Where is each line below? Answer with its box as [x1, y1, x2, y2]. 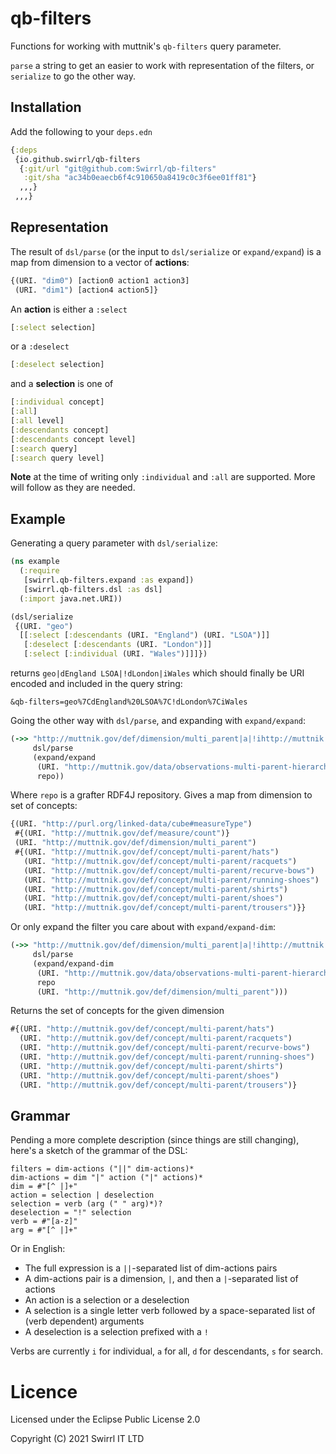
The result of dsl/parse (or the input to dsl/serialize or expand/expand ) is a [10, 245, 322, 257]
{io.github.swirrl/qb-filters [14, 154, 141, 164]
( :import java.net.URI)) [19, 593, 123, 604]
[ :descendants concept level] [10, 434, 137, 444]
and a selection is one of [10, 378, 114, 390]
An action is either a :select [10, 303, 128, 315]
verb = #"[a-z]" [10, 1217, 78, 1227]
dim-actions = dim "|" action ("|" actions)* [10, 1173, 203, 1183]
